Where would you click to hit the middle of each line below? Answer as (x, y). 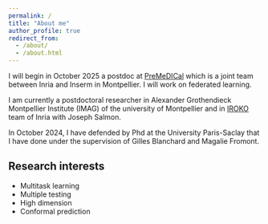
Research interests (57, 167)
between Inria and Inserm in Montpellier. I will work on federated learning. (130, 84)
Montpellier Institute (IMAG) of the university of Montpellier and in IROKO (129, 108)
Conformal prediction (55, 211)
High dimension (46, 202)
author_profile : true (45, 31)
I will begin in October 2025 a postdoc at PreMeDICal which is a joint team (131, 76)
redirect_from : (34, 38)
